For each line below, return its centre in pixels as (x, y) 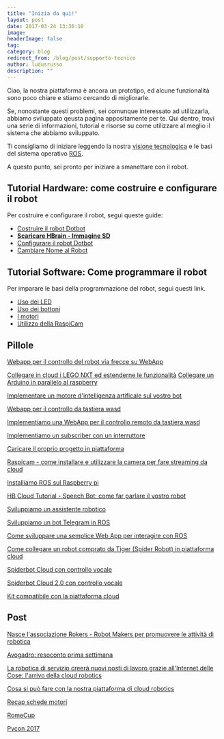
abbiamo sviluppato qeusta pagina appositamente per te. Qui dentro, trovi (111, 118)
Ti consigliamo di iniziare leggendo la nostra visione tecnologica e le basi (110, 146)
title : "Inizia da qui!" (42, 13)
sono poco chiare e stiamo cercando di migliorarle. (79, 97)
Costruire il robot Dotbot (51, 229)
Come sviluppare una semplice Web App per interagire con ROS (97, 535)
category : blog (29, 52)
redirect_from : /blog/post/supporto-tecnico (71, 58)
